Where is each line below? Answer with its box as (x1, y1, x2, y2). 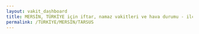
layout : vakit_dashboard (6, 8, 68, 14)
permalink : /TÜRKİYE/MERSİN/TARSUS (6, 19, 94, 25)
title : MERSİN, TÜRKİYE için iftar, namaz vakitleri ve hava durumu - (6, 14, 184, 20)
